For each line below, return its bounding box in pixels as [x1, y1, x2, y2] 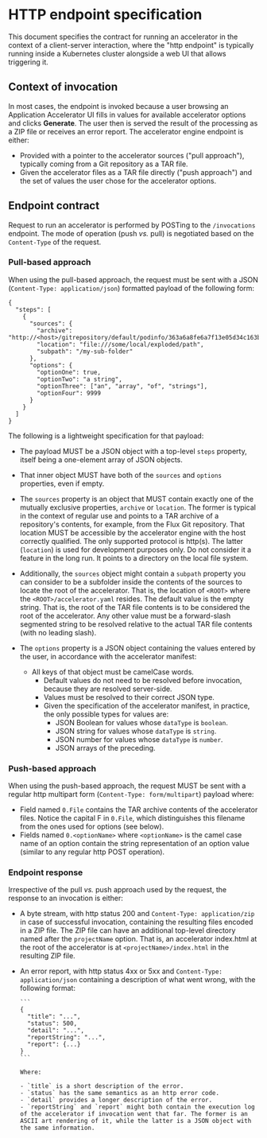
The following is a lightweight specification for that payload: [8, 431, 204, 441]
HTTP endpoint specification [8, 6, 203, 24]
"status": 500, [27, 1020, 78, 1027]
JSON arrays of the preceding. [55, 743, 157, 752]
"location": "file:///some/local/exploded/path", [37, 340, 204, 348]
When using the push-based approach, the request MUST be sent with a [8, 781, 246, 790]
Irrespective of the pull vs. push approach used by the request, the [8, 885, 227, 895]
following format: [19, 984, 75, 993]
